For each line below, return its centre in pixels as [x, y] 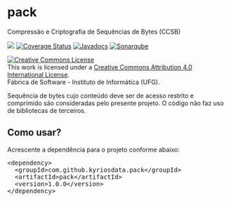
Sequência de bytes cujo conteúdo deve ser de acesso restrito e [101, 95]
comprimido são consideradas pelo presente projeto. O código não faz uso [116, 103]
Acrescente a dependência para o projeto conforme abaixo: [94, 149]
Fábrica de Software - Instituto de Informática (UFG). [84, 82]
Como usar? [34, 133]
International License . [39, 74]
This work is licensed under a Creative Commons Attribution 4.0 [100, 67]
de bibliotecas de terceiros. [47, 110]
